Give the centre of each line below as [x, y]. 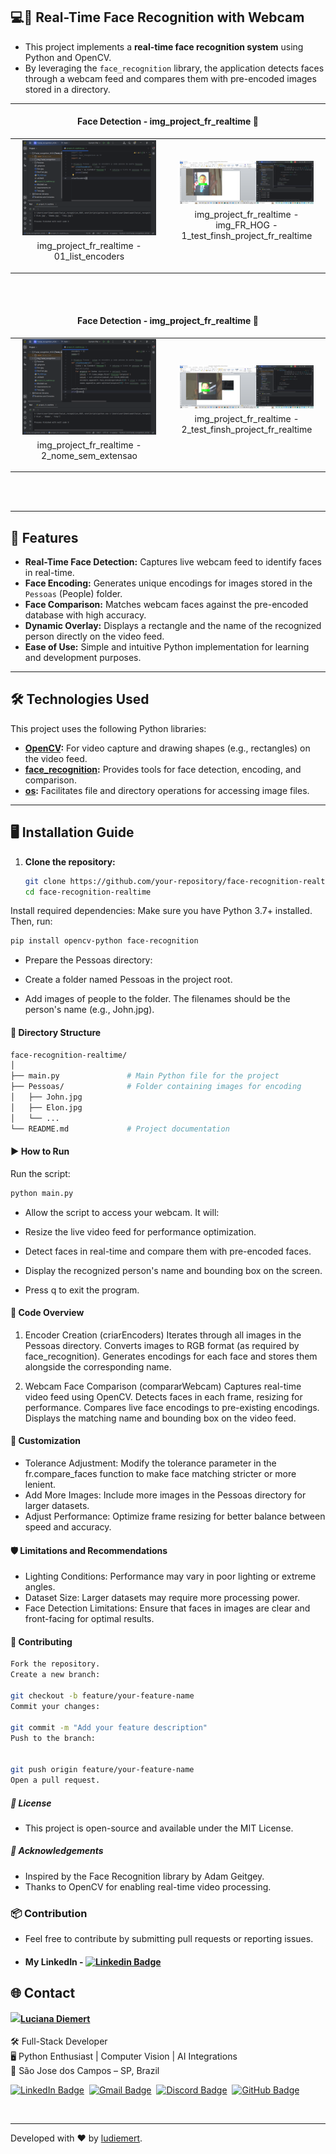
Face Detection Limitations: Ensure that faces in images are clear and [167, 1608]
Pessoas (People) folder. [73, 594]
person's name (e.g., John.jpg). [89, 1010]
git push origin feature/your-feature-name [102, 1770]
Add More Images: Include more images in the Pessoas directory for [165, 1495]
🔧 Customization [45, 1441]
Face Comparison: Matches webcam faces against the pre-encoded [166, 605]
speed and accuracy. [68, 1527]
